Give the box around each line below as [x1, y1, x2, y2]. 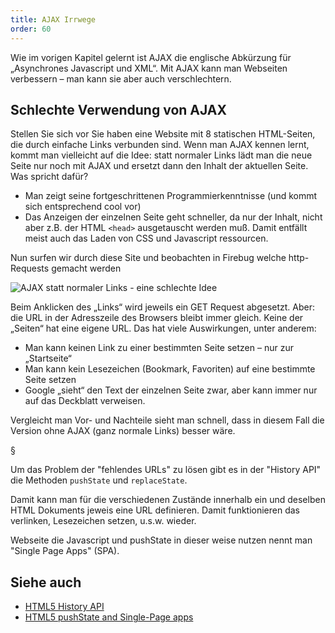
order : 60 [10, 24, 52, 34]
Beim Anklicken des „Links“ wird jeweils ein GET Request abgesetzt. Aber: [10, 301, 315, 313]
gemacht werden [51, 262, 122, 275]
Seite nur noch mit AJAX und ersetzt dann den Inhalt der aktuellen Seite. [10, 160, 309, 172]
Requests [10, 262, 50, 275]
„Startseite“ [24, 352, 72, 365]
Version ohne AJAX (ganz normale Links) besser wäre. [10, 425, 236, 437]
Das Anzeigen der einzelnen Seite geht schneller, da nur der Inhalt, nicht [24, 211, 323, 223]
